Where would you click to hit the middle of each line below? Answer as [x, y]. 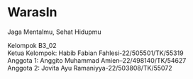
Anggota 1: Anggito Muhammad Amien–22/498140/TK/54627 [97, 60]
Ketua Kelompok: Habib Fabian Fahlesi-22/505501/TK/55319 [95, 53]
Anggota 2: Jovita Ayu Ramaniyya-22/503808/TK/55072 [90, 68]
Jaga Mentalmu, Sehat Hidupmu [54, 32]
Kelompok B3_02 [32, 45]
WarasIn [32, 12]
